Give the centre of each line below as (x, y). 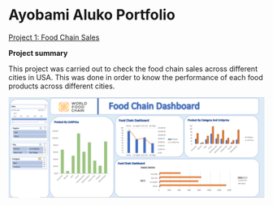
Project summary (38, 53)
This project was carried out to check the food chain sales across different (133, 68)
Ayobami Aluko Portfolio (92, 15)
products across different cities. (62, 86)
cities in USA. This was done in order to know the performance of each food (136, 77)
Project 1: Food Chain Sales (54, 37)
